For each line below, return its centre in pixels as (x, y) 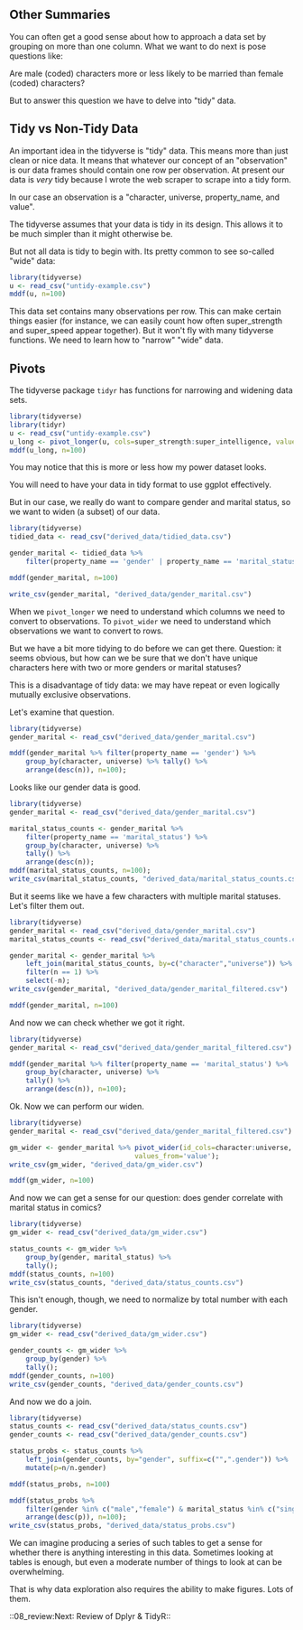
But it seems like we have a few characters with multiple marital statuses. (145, 896)
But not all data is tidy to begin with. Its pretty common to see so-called (142, 251)
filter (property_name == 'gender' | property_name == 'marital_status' (163, 562)
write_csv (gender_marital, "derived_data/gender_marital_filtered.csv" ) (149, 989)
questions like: (36, 56)
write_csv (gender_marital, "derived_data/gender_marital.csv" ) (131, 594)
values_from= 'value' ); (177, 1156)
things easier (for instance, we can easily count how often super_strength (146, 321)
